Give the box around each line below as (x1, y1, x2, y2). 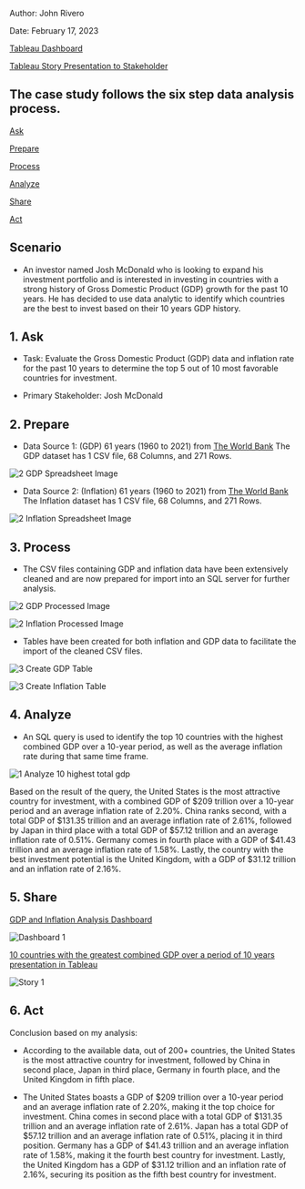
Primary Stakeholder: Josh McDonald (22, 391, 164, 401)
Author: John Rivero (9, 8, 85, 18)
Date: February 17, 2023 (9, 25, 99, 36)
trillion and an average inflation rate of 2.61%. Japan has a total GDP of (22, 1120, 289, 1132)
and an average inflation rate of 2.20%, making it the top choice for (22, 1101, 276, 1112)
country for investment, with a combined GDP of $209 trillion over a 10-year (9, 796, 294, 807)
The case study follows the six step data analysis (9, 86, 294, 103)
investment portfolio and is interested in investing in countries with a (22, 273, 280, 285)
